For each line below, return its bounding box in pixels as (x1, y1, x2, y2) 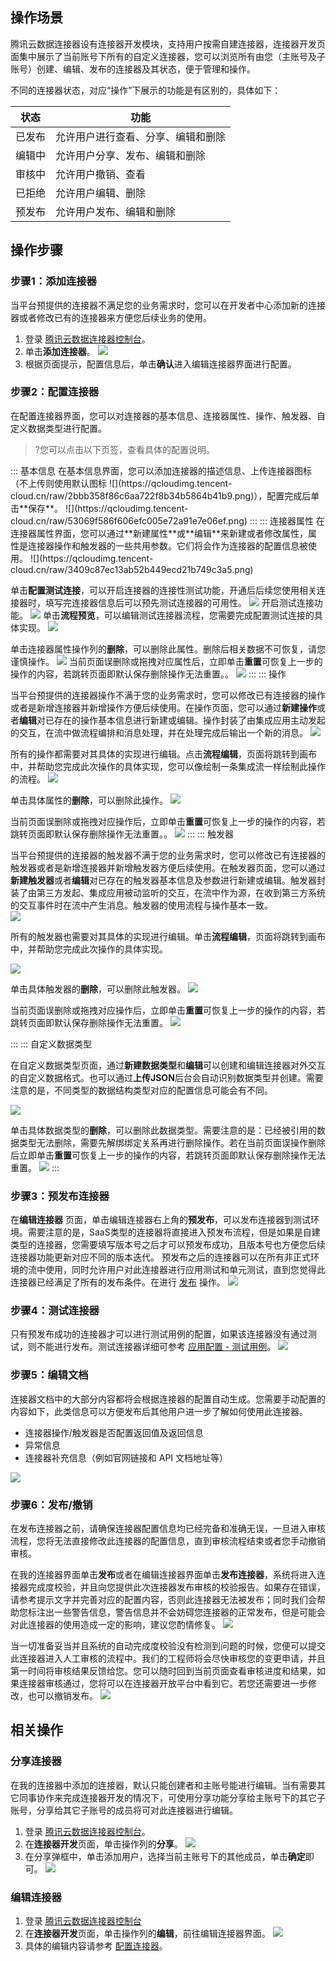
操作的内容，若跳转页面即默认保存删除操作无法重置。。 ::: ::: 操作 (10, 668, 287, 680)
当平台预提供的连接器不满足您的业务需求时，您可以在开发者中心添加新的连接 (10, 299, 326, 311)
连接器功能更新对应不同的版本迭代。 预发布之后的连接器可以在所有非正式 (10, 1251, 311, 1263)
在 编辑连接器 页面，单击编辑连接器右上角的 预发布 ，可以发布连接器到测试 (10, 1214, 311, 1226)
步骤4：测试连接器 (10, 1304, 100, 1318)
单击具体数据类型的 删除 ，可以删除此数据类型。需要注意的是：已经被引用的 (10, 1124, 317, 1136)
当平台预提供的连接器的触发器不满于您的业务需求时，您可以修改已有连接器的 (10, 849, 326, 861)
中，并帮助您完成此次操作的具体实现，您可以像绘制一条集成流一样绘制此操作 (10, 760, 326, 772)
